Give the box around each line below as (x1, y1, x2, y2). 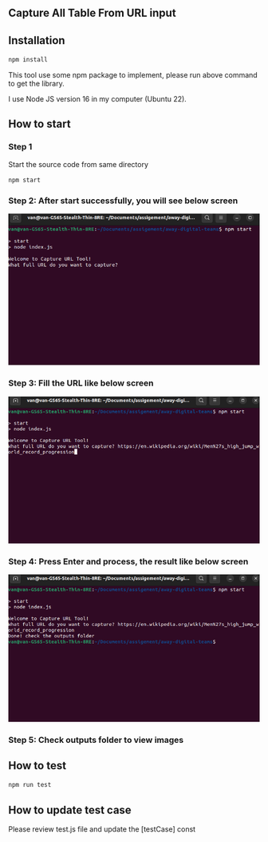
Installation (8, 34, 65, 47)
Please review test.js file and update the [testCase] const (8, 824, 196, 834)
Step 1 (8, 142, 33, 153)
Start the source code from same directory (8, 159, 149, 169)
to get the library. (8, 79, 65, 89)
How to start (8, 118, 71, 131)
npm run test (8, 781, 52, 789)
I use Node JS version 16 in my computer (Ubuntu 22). (8, 94, 187, 104)
